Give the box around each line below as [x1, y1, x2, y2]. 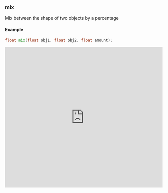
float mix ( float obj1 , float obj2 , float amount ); [5, 38, 113, 43]
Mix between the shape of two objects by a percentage [5, 15, 119, 21]
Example [5, 26, 24, 32]
